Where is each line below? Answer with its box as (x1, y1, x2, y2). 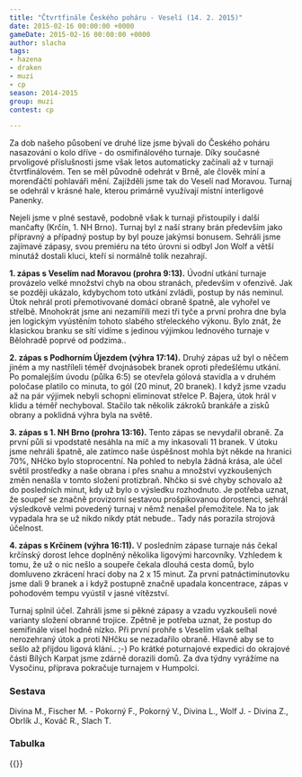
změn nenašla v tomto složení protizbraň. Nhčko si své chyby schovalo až (9, 475, 283, 486)
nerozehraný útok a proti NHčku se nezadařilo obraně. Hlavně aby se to (9, 634, 274, 645)
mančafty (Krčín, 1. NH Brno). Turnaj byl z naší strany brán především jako (9, 222, 283, 233)
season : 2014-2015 (9, 88, 78, 97)
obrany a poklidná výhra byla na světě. (9, 410, 153, 421)
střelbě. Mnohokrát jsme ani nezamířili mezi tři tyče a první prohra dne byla (9, 307, 287, 317)
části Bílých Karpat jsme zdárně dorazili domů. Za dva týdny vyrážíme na (9, 653, 280, 664)
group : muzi (9, 96, 54, 106)
